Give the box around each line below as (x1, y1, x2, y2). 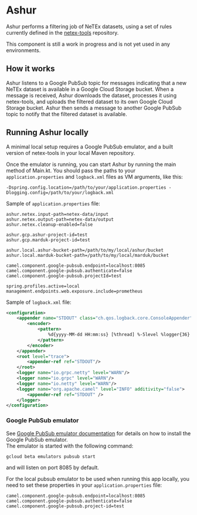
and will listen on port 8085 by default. (6, 464, 100, 471)
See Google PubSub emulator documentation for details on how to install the (6, 429, 191, 437)
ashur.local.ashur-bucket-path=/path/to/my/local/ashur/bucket (6, 247, 164, 253)
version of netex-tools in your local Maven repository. (6, 149, 135, 156)
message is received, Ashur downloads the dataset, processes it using (6, 92, 177, 99)
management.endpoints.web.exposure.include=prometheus (6, 288, 143, 294)
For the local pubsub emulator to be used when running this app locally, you (6, 475, 189, 482)
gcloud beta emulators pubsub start (6, 453, 96, 459)
